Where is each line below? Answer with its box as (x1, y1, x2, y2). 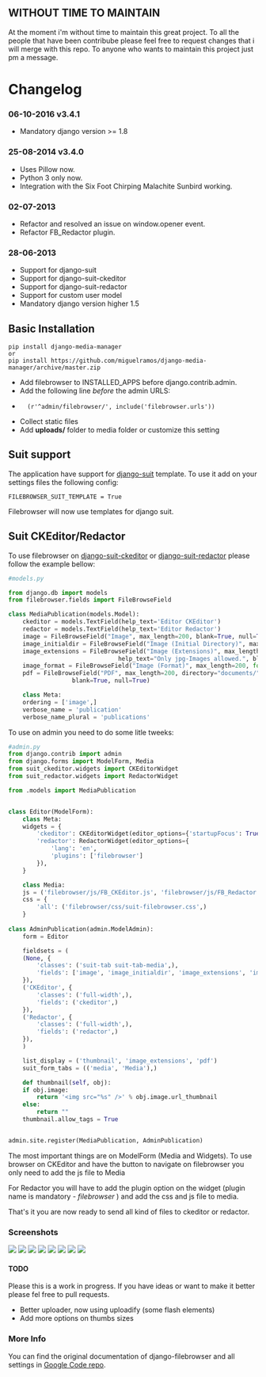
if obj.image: (22, 1085, 69, 1094)
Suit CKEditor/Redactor (8, 530, 126, 544)
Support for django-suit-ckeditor (19, 273, 127, 284)
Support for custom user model (19, 291, 123, 300)
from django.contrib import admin (8, 750, 123, 758)
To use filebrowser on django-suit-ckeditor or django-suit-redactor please (8, 551, 250, 560)
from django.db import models (8, 589, 108, 597)
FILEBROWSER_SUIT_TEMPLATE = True (8, 493, 123, 501)
